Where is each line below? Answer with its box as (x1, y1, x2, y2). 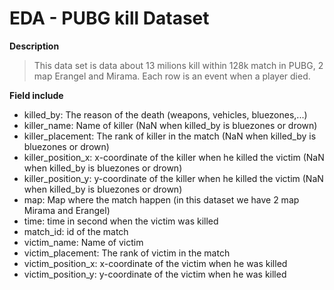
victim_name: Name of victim (23, 236, 144, 248)
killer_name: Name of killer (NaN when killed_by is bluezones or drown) (23, 119, 318, 131)
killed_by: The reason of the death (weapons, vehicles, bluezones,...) (23, 108, 308, 121)
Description (9, 40, 60, 52)
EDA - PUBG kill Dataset (9, 7, 210, 30)
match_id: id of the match (23, 225, 129, 237)
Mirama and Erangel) (23, 204, 111, 216)
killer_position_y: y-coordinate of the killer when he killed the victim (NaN (23, 172, 324, 184)
